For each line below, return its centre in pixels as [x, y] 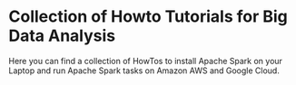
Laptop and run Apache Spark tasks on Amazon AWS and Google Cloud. [144, 71]
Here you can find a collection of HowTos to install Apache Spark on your [146, 61]
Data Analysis [62, 36]
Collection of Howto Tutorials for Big [148, 17]
